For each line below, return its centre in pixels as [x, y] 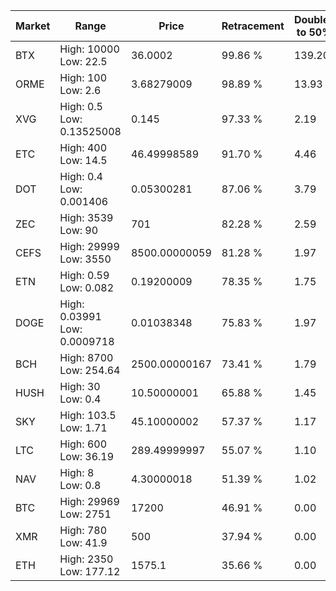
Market [33, 26]
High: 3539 [86, 217]
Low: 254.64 [90, 370]
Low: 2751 [85, 514]
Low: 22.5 [83, 61]
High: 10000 [89, 49]
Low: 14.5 [83, 160]
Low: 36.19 [87, 456]
